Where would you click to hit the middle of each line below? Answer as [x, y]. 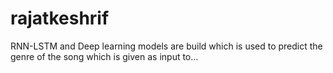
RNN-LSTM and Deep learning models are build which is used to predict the [166, 46]
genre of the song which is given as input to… [104, 56]
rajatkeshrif [60, 18]
